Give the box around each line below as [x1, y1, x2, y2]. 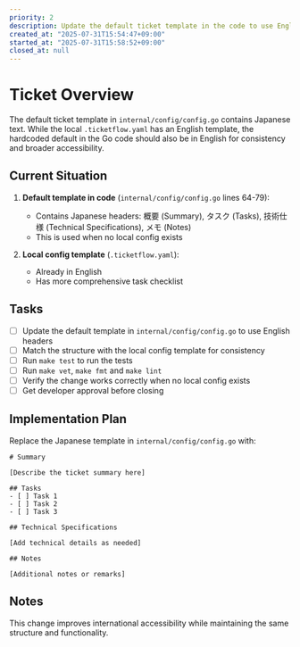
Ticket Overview [9, 85, 134, 105]
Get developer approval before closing [21, 386, 164, 395]
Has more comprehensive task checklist [35, 276, 183, 286]
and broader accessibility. [9, 143, 104, 153]
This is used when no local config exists [35, 231, 183, 242]
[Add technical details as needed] [9, 538, 142, 547]
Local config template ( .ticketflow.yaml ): [21, 249, 180, 260]
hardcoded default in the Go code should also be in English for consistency [9, 133, 286, 144]
